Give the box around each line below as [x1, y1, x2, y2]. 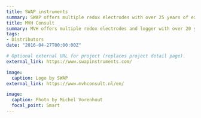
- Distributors [6, 37, 44, 43]
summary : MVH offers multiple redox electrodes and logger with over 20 [6, 25, 191, 32]
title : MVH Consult [6, 20, 55, 26]
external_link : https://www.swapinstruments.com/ [6, 58, 133, 65]
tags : [6, 31, 20, 37]
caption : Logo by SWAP [11, 75, 68, 81]
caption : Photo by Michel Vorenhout [11, 97, 103, 103]
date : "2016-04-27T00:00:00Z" [6, 43, 82, 49]
